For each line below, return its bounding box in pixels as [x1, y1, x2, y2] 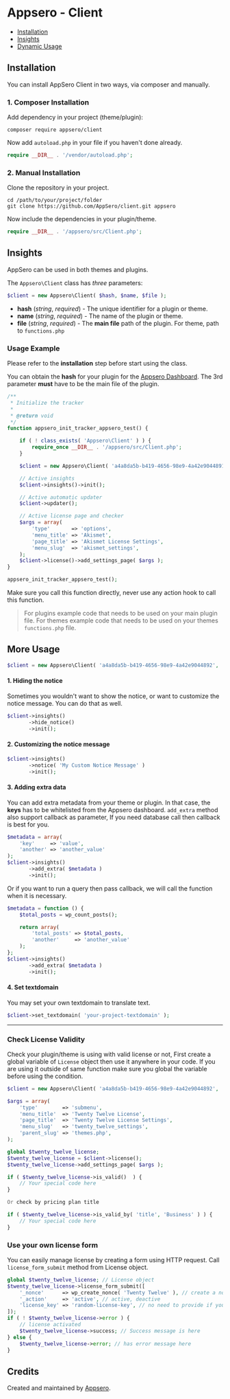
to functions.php [16, 326, 65, 335]
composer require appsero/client [7, 126, 103, 133]
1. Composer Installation [7, 98, 90, 107]
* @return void [10, 412, 53, 419]
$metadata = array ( [7, 833, 63, 840]
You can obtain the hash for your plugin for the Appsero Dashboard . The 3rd [7, 372, 223, 381]
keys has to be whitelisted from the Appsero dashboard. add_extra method [7, 805, 218, 814]
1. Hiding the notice [7, 677, 63, 685]
